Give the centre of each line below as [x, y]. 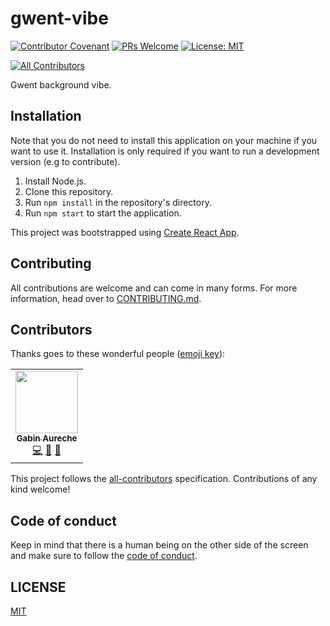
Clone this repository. [69, 191]
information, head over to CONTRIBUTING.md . [106, 298]
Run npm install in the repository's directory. [118, 202]
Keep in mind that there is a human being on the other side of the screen [159, 545]
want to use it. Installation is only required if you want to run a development [165, 151]
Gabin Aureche [47, 438]
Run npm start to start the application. [103, 213]
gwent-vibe [59, 18]
